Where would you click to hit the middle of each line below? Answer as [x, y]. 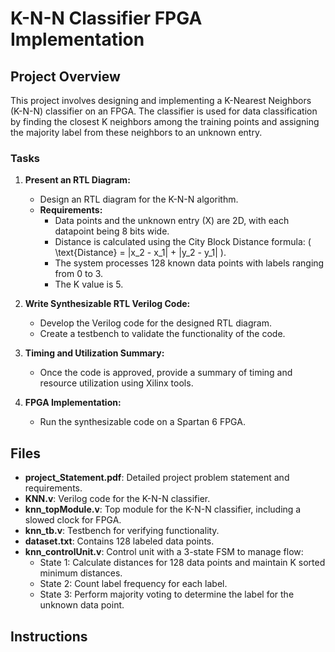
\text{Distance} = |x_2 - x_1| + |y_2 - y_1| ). [140, 253]
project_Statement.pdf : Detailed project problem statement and [157, 478]
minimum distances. [81, 573]
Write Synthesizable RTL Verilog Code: [107, 304]
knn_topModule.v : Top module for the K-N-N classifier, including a [163, 509]
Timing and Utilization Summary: [94, 353]
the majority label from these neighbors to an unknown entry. [136, 132]
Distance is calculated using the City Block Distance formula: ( [183, 242]
